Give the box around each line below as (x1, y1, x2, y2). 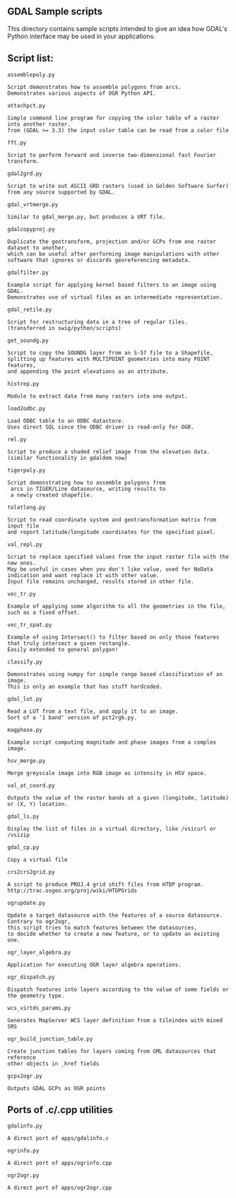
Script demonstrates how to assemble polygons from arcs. (7, 83, 182, 90)
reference (7, 1054, 37, 1061)
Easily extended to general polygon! (7, 646, 119, 653)
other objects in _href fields (7, 1060, 100, 1067)
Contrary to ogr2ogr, (7, 918, 71, 925)
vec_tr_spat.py (7, 621, 52, 628)
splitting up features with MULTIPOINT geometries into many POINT (7, 355, 211, 362)
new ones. (7, 559, 37, 567)
